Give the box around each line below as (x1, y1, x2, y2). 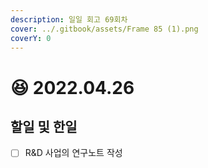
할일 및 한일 (10, 118, 78, 135)
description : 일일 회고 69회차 (10, 14, 128, 25)
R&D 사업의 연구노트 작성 (24, 147, 123, 159)
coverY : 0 (10, 33, 52, 43)
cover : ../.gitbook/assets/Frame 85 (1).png (10, 24, 199, 34)
